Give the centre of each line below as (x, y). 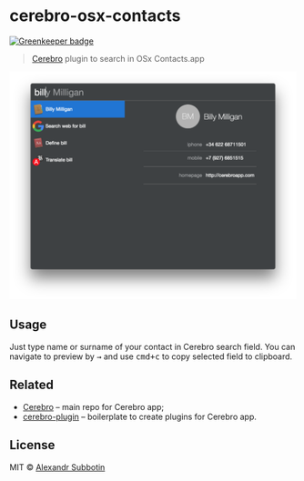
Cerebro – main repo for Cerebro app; (93, 406)
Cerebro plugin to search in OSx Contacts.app (118, 58)
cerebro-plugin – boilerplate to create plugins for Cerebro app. (140, 416)
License (32, 445)
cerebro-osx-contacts (95, 16)
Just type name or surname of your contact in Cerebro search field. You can (152, 346)
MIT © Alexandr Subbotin (57, 467)
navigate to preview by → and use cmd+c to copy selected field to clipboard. (151, 356)
